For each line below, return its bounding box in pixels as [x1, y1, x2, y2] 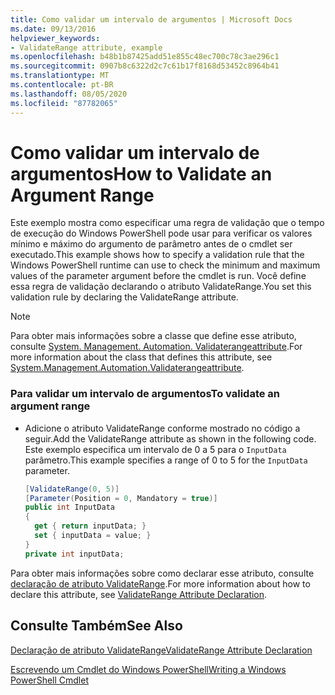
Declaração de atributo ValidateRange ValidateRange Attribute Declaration [10, 644, 313, 656]
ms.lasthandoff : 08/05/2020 [10, 89, 128, 99]
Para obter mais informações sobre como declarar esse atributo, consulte [10, 567, 315, 579]
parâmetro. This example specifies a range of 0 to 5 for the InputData [24, 454, 308, 466]
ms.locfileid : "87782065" [10, 98, 118, 108]
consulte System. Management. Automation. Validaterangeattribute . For [10, 341, 303, 353]
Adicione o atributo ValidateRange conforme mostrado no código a [24, 422, 301, 434]
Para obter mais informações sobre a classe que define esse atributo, [10, 330, 297, 342]
